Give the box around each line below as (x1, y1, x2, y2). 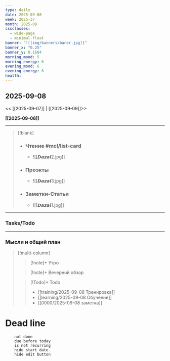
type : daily (5, 7, 30, 13)
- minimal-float (10, 36, 44, 41)
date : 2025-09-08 (5, 12, 42, 17)
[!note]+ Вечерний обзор (30, 269, 84, 276)
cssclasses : (5, 26, 30, 31)
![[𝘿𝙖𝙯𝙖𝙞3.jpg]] (32, 178, 65, 184)
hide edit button (14, 352, 51, 357)
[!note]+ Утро (30, 260, 59, 266)
